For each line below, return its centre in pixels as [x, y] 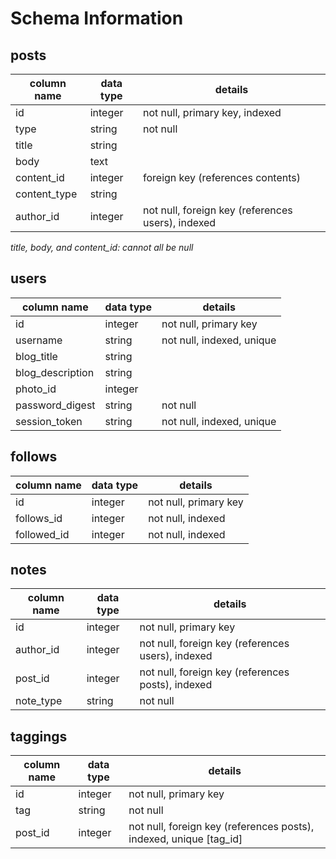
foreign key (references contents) [222, 177]
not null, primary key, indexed [212, 112]
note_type [39, 701]
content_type [46, 194]
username [39, 340]
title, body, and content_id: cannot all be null [102, 247]
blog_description [55, 372]
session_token [49, 421]
